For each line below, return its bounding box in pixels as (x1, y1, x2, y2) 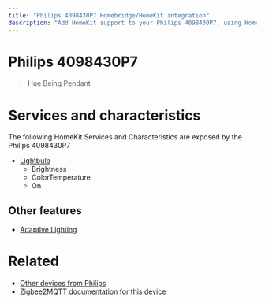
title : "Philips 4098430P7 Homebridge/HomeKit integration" (8, 11, 211, 20)
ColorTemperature (31, 172, 91, 182)
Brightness (31, 165, 67, 174)
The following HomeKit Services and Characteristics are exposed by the (8, 132, 243, 142)
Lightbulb (19, 156, 51, 165)
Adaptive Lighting (19, 225, 77, 235)
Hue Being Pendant (27, 79, 91, 88)
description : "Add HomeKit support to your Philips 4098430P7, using (8, 19, 242, 27)
